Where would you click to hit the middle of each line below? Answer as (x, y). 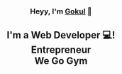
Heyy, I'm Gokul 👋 (61, 11)
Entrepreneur (61, 50)
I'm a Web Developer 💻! (61, 35)
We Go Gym (61, 61)
